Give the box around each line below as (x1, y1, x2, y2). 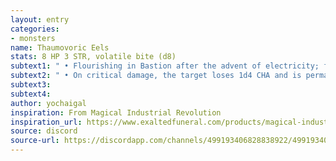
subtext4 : (10, 89, 52, 99)
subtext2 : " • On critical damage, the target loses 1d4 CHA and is (10, 71, 302, 81)
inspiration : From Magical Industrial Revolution (10, 107, 222, 118)
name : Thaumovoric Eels (10, 42, 110, 53)
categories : (10, 24, 60, 34)
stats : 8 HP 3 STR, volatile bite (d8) (10, 52, 177, 62)
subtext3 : (10, 80, 52, 90)
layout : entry (10, 14, 70, 25)
